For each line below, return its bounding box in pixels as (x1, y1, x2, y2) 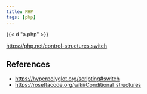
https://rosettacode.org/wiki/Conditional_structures (14, 82, 142, 89)
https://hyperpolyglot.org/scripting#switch (14, 75, 120, 82)
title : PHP (6, 8, 33, 15)
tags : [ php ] (6, 14, 36, 20)
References (6, 59, 50, 69)
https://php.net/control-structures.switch (6, 42, 108, 49)
